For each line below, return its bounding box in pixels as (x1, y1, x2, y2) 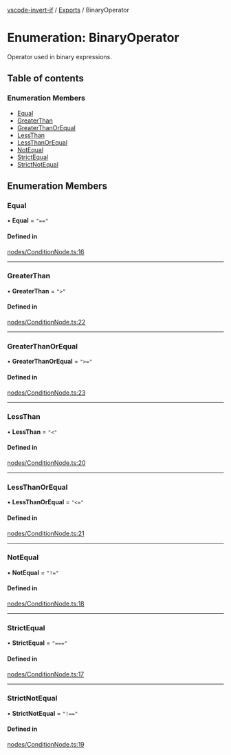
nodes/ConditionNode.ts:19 (7, 741, 85, 749)
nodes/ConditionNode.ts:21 (7, 529, 85, 537)
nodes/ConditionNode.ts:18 (7, 599, 85, 608)
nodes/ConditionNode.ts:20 (7, 459, 86, 467)
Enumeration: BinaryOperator (7, 30, 180, 45)
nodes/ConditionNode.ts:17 (7, 670, 85, 678)
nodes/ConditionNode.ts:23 (7, 389, 86, 397)
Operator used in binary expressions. (7, 52, 112, 61)
